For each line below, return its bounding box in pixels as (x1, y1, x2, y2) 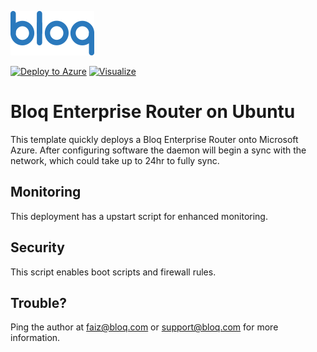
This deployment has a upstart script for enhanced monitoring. (10, 210, 268, 222)
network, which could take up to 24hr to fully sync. (10, 154, 220, 166)
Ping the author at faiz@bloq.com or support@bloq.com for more (10, 321, 279, 333)
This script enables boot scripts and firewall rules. (10, 266, 217, 278)
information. (10, 332, 61, 344)
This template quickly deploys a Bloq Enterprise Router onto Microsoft (10, 133, 299, 145)
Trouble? (10, 294, 68, 311)
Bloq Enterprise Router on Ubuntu (10, 101, 296, 123)
